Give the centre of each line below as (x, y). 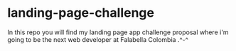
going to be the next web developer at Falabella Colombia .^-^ (98, 39)
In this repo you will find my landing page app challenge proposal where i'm (118, 32)
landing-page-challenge (81, 13)
